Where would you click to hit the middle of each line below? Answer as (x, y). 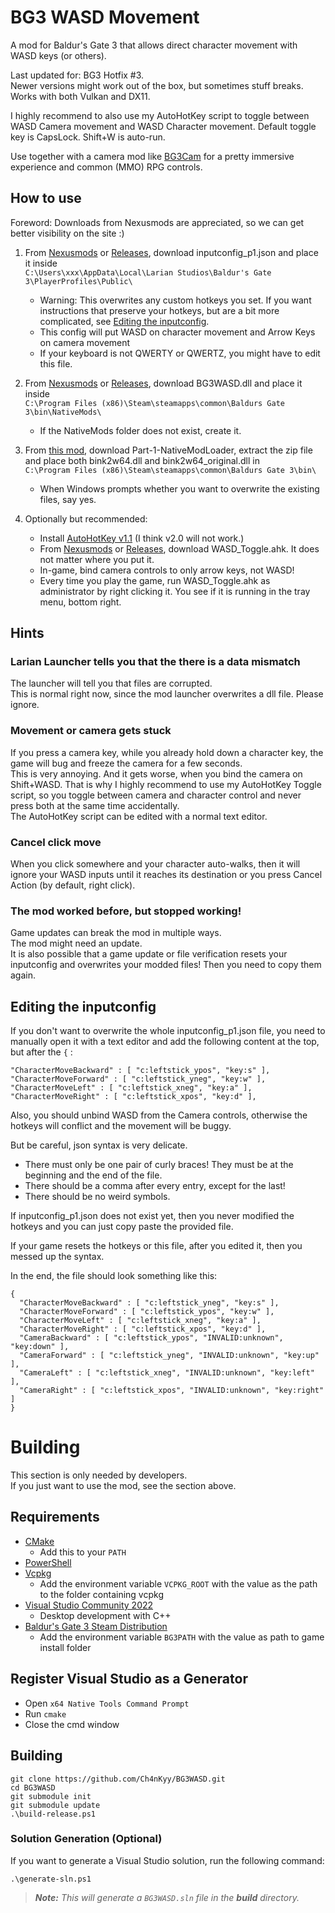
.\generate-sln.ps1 (51, 1879)
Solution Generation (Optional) (86, 1839)
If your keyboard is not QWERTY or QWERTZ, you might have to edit (180, 353)
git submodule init (51, 1796)
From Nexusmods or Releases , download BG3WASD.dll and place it (163, 383)
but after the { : (41, 1052)
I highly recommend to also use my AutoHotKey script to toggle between (160, 115)
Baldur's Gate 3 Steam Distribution (96, 1626)
